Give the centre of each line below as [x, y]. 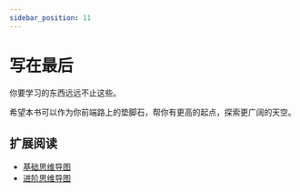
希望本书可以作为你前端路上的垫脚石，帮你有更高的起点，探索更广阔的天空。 [153, 112]
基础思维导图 [46, 167]
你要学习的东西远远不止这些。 [65, 93]
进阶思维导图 [46, 178]
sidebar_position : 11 [50, 18]
